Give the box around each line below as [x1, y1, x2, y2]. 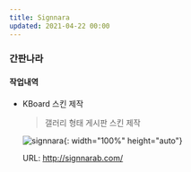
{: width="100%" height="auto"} [63, 135, 183, 146]
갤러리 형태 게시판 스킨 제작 [44, 117, 141, 128]
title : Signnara [9, 13, 70, 22]
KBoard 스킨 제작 [22, 98, 83, 108]
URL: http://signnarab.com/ [22, 152, 124, 163]
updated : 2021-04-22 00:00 [9, 21, 110, 30]
